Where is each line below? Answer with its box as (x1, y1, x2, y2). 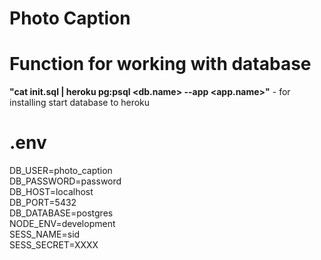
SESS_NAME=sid (9, 228, 81, 241)
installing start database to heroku (9, 97, 151, 109)
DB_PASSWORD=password (9, 175, 122, 187)
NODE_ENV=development (9, 218, 116, 230)
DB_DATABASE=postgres (9, 207, 114, 219)
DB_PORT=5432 (9, 197, 77, 209)
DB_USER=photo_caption (9, 165, 113, 177)
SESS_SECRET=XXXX (9, 239, 99, 251)
